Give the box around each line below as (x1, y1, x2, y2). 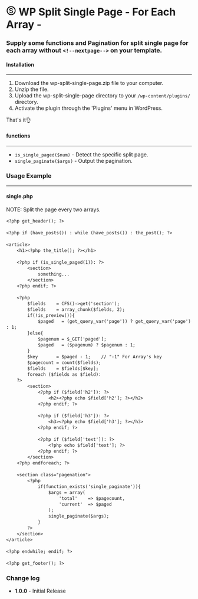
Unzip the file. (14, 86, 49, 93)
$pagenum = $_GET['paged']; (37, 336, 107, 342)
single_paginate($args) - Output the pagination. (14, 157, 133, 164)
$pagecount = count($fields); (27, 360, 101, 366)
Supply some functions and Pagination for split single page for (6, 39, 189, 47)
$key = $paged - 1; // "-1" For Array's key (27, 354, 162, 360)
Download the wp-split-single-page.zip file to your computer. (14, 80, 164, 87)
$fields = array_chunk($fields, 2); (27, 307, 126, 313)
